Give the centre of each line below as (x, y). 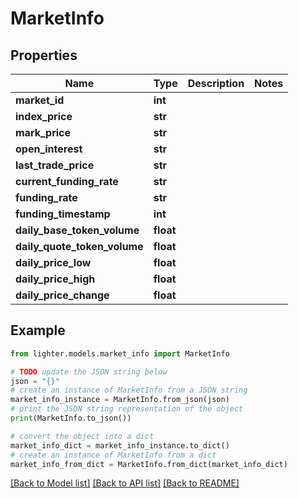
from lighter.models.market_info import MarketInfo (120, 353)
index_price (44, 116)
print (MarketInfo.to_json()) (71, 418)
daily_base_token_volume (77, 230)
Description (216, 83)
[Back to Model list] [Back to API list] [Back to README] (125, 483)
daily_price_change (62, 295)
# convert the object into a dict (82, 436)
